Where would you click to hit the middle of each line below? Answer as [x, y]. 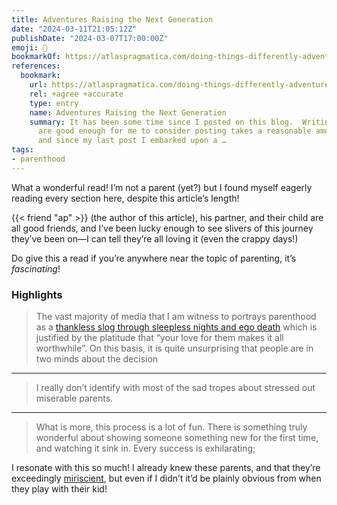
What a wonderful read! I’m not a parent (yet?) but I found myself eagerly [162, 187]
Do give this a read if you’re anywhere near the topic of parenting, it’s [154, 258]
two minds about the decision [97, 359]
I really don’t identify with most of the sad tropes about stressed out [175, 388]
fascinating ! [36, 268]
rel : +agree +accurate [76, 94]
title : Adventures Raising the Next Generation [112, 19]
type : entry [54, 103]
